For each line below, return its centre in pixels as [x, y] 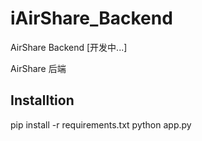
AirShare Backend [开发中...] [69, 47]
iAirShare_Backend [91, 18]
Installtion [42, 100]
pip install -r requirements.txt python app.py [101, 124]
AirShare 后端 [38, 68]
